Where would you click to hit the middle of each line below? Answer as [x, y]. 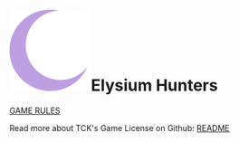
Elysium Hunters [155, 85]
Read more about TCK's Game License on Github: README [119, 128]
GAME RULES [35, 110]
